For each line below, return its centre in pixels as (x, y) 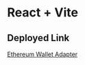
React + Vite (43, 13)
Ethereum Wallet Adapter (42, 54)
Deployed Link (38, 38)
